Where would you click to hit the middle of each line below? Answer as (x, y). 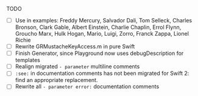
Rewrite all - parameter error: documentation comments (87, 86)
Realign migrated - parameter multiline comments (77, 66)
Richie (23, 40)
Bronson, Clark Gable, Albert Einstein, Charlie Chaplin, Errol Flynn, (98, 27)
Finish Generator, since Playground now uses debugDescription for (99, 53)
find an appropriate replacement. (56, 80)
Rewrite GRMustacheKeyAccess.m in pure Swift (75, 46)
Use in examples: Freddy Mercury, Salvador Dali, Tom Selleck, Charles (104, 20)
